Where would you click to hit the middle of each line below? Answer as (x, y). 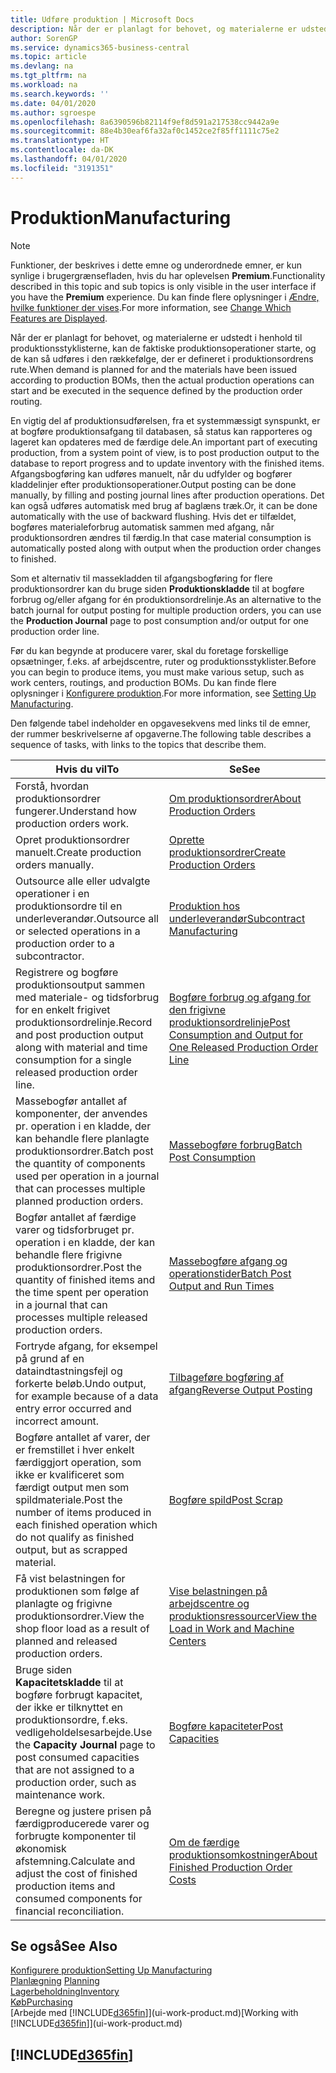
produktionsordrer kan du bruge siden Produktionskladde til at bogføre (157, 588)
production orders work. (72, 823)
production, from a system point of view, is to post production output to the (165, 452)
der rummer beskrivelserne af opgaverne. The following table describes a (161, 733)
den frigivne (197, 1009)
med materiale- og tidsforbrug (87, 997)
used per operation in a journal (87, 1176)
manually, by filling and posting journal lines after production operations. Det (167, 495)
